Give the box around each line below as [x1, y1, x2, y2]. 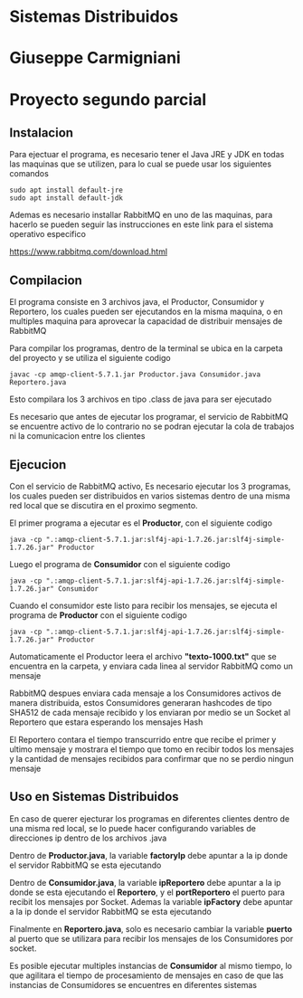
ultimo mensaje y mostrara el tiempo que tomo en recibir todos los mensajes [9, 744, 294, 755]
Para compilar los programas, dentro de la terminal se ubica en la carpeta [9, 343, 283, 354]
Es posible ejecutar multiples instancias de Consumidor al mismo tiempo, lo [9, 960, 292, 971]
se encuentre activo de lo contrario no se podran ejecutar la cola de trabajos [9, 421, 295, 432]
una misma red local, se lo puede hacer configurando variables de [9, 822, 256, 833]
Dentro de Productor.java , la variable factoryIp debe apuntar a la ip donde [9, 850, 288, 860]
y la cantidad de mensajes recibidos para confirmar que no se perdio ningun [9, 754, 294, 764]
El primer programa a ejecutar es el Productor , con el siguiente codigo [9, 518, 273, 528]
